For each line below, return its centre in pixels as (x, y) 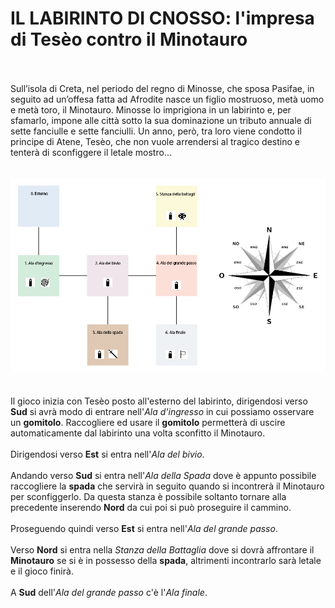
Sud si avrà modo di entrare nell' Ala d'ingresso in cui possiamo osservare (162, 412)
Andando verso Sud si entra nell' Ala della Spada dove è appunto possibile (163, 476)
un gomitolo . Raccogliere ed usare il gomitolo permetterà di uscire (148, 423)
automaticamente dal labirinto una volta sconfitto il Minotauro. (138, 433)
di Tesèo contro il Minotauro (129, 39)
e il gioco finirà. (42, 571)
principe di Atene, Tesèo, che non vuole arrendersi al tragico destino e (155, 141)
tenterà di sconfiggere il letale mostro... (91, 152)
